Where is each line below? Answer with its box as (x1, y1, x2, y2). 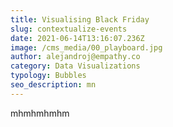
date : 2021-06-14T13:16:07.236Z (10, 33, 145, 43)
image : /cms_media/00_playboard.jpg (10, 42, 163, 53)
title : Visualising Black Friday (10, 14, 150, 25)
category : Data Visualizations (10, 61, 141, 71)
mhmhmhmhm (10, 107, 70, 119)
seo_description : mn (10, 80, 97, 90)
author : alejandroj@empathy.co (10, 52, 141, 62)
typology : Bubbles (10, 71, 87, 81)
